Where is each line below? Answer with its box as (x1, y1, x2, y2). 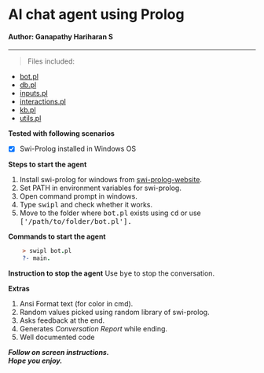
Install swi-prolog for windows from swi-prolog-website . (19, 175, 203, 185)
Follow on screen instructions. (8, 348, 110, 357)
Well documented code (19, 332, 95, 342)
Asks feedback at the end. (19, 316, 105, 325)
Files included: (27, 57, 75, 66)
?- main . (22, 254, 51, 262)
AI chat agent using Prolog (8, 5, 185, 24)
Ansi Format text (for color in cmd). (19, 299, 134, 309)
